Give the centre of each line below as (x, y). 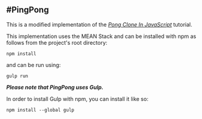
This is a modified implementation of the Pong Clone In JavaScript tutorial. (99, 24)
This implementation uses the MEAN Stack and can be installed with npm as (101, 36)
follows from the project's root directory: (57, 42)
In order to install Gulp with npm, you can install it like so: (77, 98)
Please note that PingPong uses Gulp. (55, 87)
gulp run (17, 76)
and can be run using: (34, 65)
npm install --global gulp (40, 110)
